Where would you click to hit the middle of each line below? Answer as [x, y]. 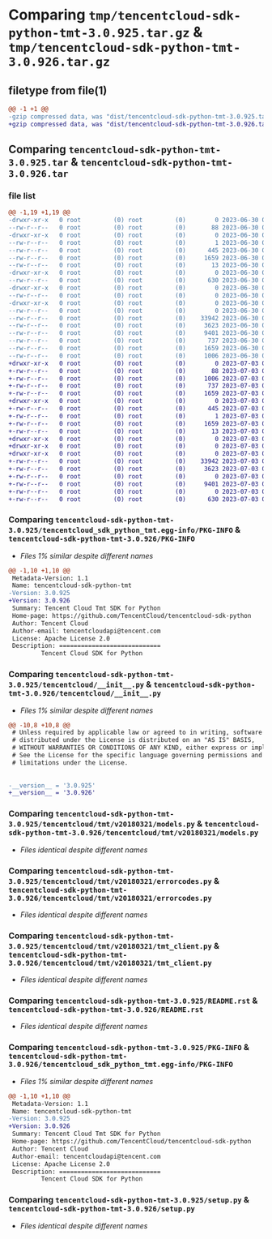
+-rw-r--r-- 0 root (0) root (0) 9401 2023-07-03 [134, 484]
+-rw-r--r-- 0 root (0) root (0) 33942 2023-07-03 [134, 461]
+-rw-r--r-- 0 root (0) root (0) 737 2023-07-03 [134, 386]
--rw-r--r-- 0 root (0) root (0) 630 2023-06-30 [134, 281]
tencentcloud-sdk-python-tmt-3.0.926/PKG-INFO [102, 539]
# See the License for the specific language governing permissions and [137, 756]
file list [22, 195]
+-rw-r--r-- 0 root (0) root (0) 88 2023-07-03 [134, 371]
